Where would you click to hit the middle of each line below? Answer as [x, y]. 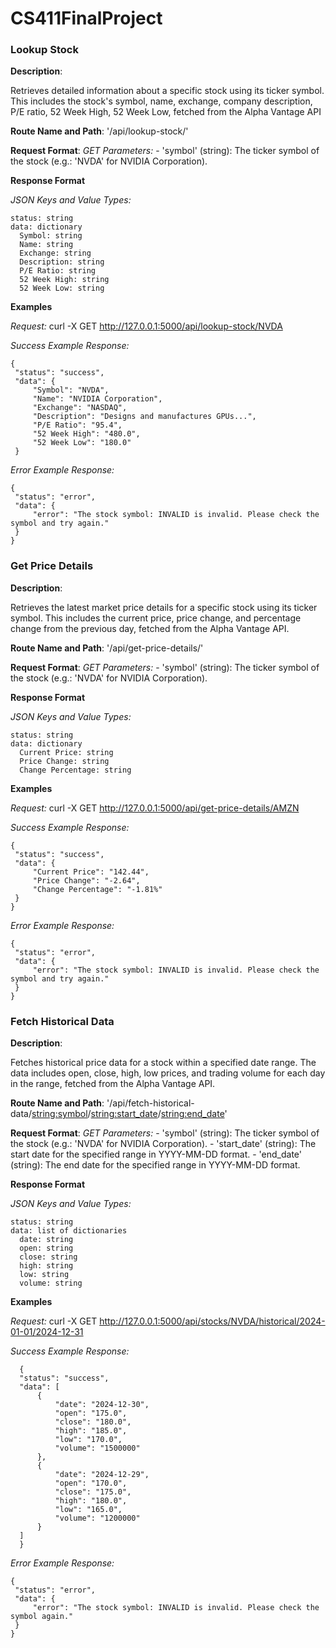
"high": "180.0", [91, 1501]
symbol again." [42, 1617]
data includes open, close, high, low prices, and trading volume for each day [168, 1073]
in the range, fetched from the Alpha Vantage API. [113, 1084]
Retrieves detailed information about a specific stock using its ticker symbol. [167, 91]
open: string [46, 1248]
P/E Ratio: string [58, 271]
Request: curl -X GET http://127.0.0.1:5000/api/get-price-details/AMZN [155, 808]
